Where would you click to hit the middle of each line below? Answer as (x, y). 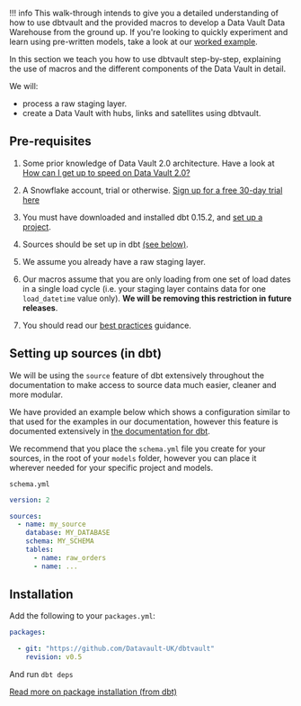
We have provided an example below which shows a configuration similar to (150, 412)
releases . (40, 308)
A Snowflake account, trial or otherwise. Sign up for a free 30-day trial (152, 190)
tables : (40, 549)
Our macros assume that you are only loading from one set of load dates (156, 279)
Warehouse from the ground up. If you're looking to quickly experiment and (149, 32)
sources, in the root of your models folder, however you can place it (133, 457)
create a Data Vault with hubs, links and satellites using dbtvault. (142, 113)
